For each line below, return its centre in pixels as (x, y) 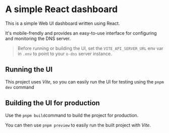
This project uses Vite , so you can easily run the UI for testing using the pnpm (84, 81)
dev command (20, 87)
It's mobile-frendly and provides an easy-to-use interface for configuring (81, 33)
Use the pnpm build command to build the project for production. (72, 115)
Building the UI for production (52, 103)
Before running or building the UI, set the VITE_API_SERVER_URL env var (90, 48)
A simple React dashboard (62, 9)
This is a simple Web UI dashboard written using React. (63, 23)
